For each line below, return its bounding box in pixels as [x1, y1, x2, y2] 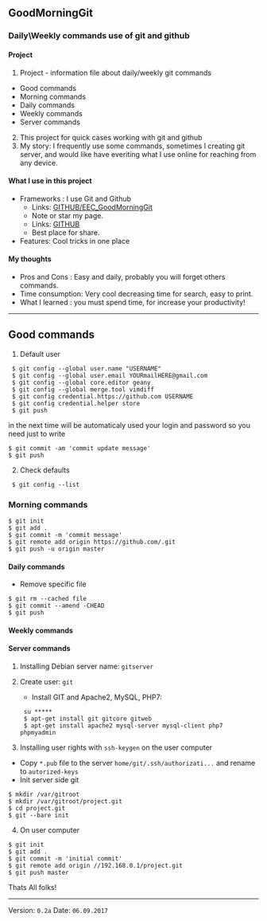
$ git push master [8, 868, 69, 877]
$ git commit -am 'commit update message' [8, 444, 151, 453]
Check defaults [19, 465, 70, 475]
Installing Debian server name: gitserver [19, 661, 153, 672]
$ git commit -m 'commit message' [8, 531, 123, 539]
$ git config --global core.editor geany [11, 378, 151, 386]
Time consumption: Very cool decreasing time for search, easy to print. [19, 288, 253, 298]
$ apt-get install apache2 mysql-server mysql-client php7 [23, 722, 223, 730]
